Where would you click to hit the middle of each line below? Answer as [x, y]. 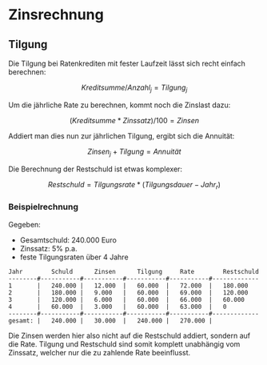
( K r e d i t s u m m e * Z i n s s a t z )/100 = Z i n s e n [134, 120]
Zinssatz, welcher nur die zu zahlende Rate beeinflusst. [100, 352]
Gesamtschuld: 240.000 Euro [68, 240]
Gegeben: [25, 224]
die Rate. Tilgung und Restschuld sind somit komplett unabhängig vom [124, 344]
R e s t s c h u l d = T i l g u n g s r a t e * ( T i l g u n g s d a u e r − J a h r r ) [134, 185]
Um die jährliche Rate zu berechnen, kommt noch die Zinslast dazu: [120, 105]
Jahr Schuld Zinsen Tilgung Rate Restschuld [134, 271]
